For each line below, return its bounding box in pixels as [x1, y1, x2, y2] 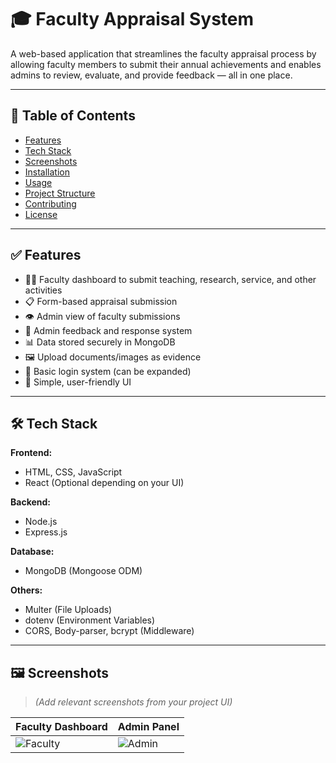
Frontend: [10, 447, 53, 459]
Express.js [24, 526, 68, 538]
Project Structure [24, 187, 96, 199]
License [24, 208, 58, 220]
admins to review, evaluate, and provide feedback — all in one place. [10, 69, 293, 81]
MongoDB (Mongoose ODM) [24, 565, 143, 577]
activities [24, 284, 63, 296]
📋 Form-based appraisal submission [24, 295, 178, 307]
